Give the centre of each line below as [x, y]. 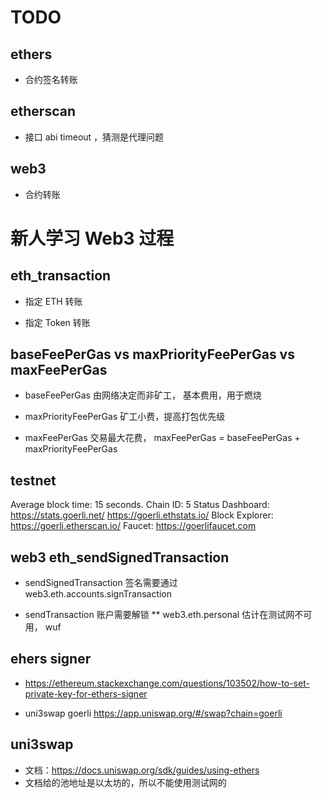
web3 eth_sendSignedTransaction [120, 557]
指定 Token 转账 [57, 322]
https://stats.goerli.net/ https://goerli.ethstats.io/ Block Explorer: [142, 515]
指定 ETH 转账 [53, 301]
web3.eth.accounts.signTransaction [98, 594]
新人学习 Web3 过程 [92, 238]
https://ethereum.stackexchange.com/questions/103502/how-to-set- [167, 683]
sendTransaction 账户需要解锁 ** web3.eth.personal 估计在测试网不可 [168, 615]
